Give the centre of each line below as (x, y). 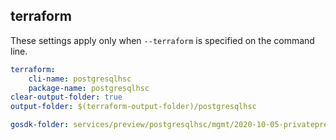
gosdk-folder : (40, 125)
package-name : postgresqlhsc (89, 88)
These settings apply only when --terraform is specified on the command (162, 40)
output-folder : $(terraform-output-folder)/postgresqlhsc (133, 107)
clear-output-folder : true (66, 97)
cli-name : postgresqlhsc (80, 79)
